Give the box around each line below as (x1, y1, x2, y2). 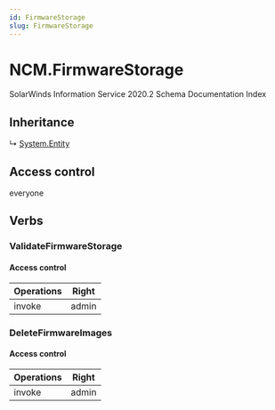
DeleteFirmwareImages (9, 326, 113, 339)
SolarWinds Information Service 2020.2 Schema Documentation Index (9, 89, 267, 100)
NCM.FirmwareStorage (9, 60, 184, 80)
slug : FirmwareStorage (9, 21, 93, 30)
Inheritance (9, 115, 75, 130)
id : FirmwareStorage (9, 12, 86, 22)
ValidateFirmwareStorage (9, 240, 123, 253)
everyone (9, 188, 44, 198)
